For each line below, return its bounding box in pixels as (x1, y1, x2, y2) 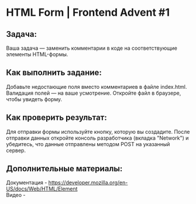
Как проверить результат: (6, 113, 107, 123)
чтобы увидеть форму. (6, 95, 63, 102)
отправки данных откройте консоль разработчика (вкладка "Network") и (6, 134, 189, 141)
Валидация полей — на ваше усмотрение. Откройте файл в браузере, (6, 89, 181, 96)
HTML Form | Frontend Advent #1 (6, 6, 170, 19)
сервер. (6, 147, 26, 154)
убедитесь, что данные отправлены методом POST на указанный (6, 140, 170, 147)
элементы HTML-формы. (6, 51, 68, 58)
